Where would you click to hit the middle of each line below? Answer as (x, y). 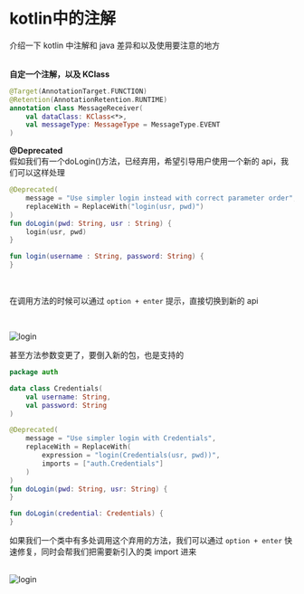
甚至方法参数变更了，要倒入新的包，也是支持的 (96, 355)
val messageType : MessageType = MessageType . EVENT (123, 125)
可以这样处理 (41, 173)
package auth (34, 372)
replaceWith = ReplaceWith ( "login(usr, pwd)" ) (115, 206)
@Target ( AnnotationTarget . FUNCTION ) (78, 91)
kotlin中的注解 (62, 19)
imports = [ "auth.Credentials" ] (103, 463)
